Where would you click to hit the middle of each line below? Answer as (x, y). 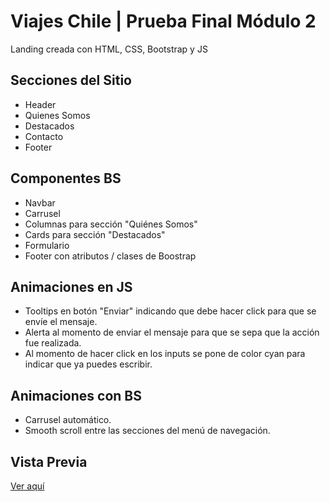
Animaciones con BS (76, 395)
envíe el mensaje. (61, 322)
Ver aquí (27, 486)
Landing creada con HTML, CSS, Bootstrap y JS (109, 49)
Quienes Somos (57, 115)
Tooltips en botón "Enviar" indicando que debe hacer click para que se (170, 311)
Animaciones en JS (71, 286)
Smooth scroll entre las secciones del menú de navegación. (147, 431)
